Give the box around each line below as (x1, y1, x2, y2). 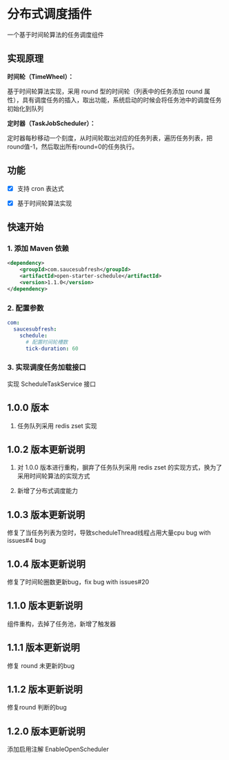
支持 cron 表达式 (17, 184, 64, 192)
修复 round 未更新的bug (7, 661, 74, 669)
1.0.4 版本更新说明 (7, 558, 86, 570)
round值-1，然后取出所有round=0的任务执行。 (7, 142, 139, 151)
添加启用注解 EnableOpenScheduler (7, 745, 109, 754)
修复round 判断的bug (7, 703, 67, 712)
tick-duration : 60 (25, 345, 79, 352)
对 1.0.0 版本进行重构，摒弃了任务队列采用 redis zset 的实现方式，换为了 (17, 463, 223, 472)
